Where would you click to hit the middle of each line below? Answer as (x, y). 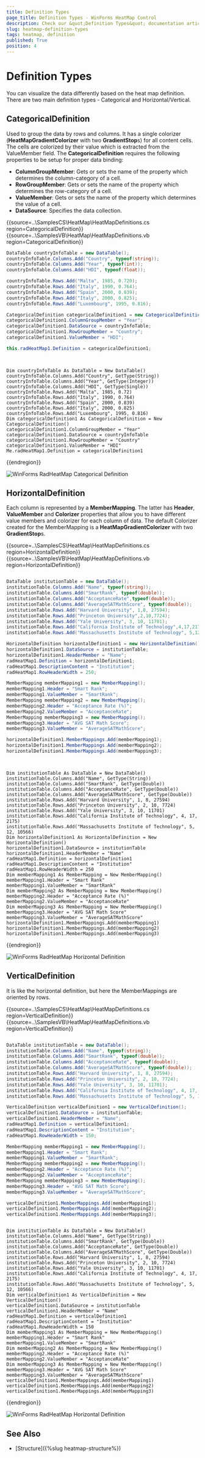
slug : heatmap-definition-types (47, 29)
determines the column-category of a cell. (68, 178)
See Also (23, 1434)
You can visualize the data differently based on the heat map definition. (96, 93)
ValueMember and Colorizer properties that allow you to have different (96, 515)
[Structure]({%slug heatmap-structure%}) (68, 1448)
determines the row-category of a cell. (64, 191)
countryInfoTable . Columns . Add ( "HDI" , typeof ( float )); (76, 270)
